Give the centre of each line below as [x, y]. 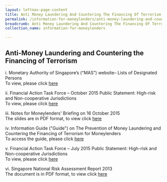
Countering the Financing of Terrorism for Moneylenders [63, 133]
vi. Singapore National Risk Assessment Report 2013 [59, 169]
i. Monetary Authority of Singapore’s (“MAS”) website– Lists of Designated [81, 72]
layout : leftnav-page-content [37, 10]
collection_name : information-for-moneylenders [55, 28]
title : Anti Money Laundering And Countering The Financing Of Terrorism [83, 14]
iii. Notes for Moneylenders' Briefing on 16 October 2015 [63, 113]
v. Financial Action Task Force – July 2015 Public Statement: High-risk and [81, 148]
